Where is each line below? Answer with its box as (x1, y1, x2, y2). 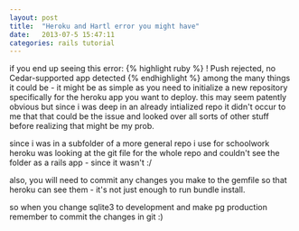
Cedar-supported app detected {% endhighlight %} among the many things (9, 73, 291, 84)
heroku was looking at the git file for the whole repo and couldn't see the (9, 148, 280, 159)
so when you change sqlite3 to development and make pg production (9, 202, 268, 213)
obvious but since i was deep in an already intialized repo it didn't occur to (9, 101, 286, 113)
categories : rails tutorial (9, 38, 116, 48)
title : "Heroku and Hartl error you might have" (9, 22, 201, 31)
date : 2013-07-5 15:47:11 (9, 30, 116, 39)
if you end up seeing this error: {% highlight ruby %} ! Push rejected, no (9, 63, 276, 74)
